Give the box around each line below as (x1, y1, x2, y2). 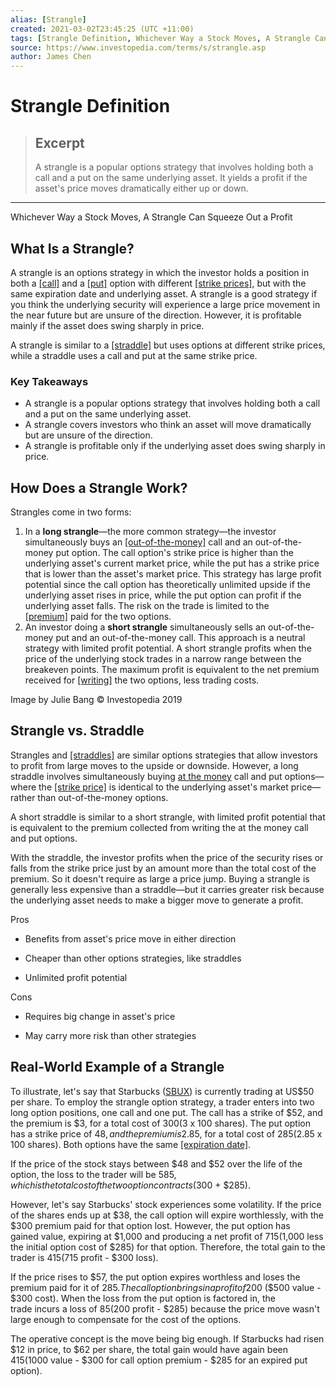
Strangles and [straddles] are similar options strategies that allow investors (10, 749, 318, 761)
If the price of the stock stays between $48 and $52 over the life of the (10, 1157, 303, 1170)
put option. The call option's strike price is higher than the (55, 547, 294, 559)
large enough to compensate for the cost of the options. (10, 1313, 242, 1325)
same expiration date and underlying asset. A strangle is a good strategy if (10, 287, 318, 300)
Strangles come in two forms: (10, 506, 132, 518)
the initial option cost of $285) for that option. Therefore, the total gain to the (10, 1241, 326, 1253)
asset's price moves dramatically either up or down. (34, 182, 249, 195)
